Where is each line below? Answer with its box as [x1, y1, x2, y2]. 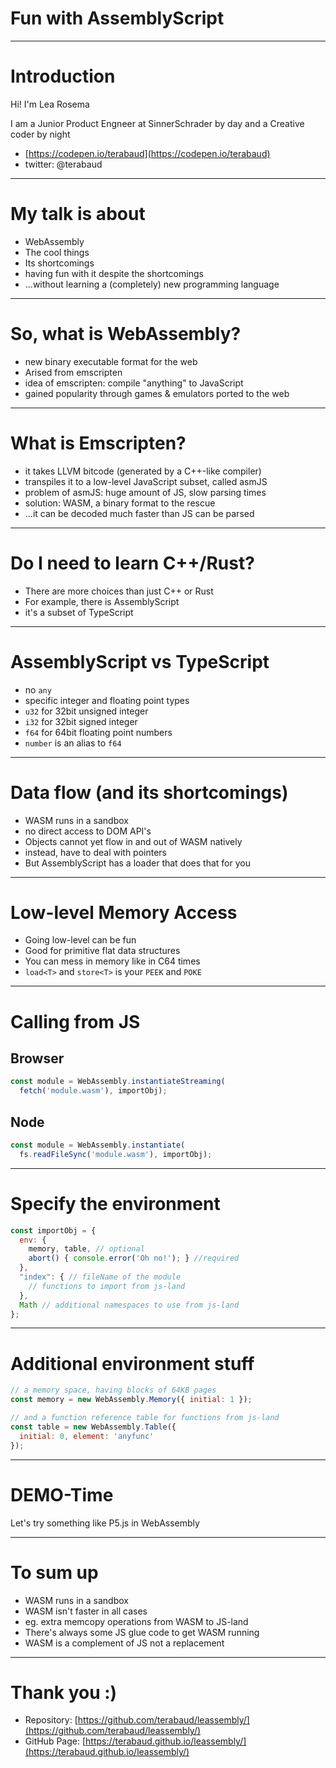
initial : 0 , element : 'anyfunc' [19, 1431, 155, 1441]
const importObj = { [10, 1225, 97, 1236]
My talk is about [10, 203, 146, 226]
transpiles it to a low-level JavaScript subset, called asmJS [24, 475, 268, 487]
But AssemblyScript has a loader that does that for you [24, 857, 251, 869]
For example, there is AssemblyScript [24, 595, 180, 607]
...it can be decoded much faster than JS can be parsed [24, 507, 255, 519]
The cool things [24, 246, 90, 258]
